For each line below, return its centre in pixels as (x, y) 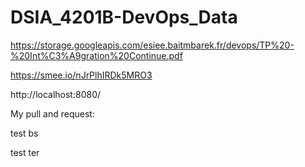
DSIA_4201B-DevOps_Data (124, 17)
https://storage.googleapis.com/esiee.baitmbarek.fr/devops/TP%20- (152, 45)
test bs (24, 133)
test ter (25, 152)
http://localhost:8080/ (56, 94)
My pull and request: (52, 113)
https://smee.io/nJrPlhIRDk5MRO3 (81, 75)
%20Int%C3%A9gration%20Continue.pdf (96, 55)
